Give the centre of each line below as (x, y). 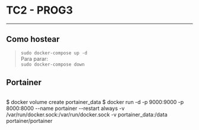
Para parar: (34, 58)
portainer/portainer (29, 121)
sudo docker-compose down (52, 64)
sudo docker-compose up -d (54, 53)
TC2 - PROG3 (39, 10)
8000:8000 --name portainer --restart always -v (65, 108)
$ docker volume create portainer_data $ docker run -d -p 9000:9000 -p (95, 102)
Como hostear (33, 39)
